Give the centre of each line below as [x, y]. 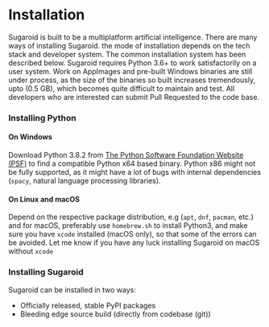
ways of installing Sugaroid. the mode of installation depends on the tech [130, 45]
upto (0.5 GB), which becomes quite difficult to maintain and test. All [122, 88]
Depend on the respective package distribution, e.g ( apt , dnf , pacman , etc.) [131, 217]
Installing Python [42, 118]
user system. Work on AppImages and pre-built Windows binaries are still [130, 71]
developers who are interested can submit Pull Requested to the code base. [134, 97]
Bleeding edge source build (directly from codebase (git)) [115, 314]
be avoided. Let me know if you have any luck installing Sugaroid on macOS [134, 242]
